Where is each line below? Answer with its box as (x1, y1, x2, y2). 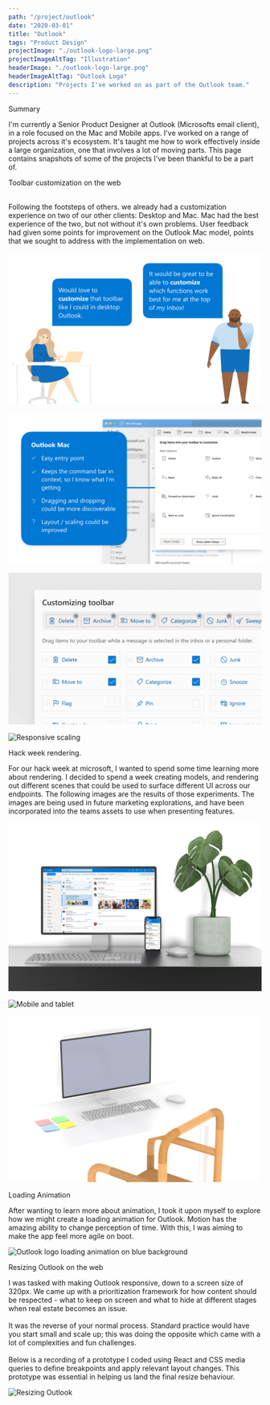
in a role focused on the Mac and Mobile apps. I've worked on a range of (8, 128, 249, 137)
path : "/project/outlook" (8, 13, 95, 21)
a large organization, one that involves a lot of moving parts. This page (8, 145, 242, 154)
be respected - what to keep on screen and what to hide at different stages (8, 1295, 257, 1305)
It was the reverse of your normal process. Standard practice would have (8, 1321, 251, 1330)
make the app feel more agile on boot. (8, 1231, 134, 1241)
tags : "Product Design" (8, 39, 88, 47)
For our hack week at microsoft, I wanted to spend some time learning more (8, 764, 260, 773)
